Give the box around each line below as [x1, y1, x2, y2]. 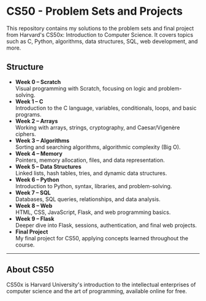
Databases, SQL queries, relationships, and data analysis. [15, 195, 161, 203]
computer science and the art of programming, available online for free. [6, 287, 187, 295]
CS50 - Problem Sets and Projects [6, 4, 183, 18]
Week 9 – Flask [15, 215, 55, 222]
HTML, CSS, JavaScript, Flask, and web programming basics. [15, 208, 171, 216]
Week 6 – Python [15, 176, 59, 183]
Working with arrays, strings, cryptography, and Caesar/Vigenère [15, 124, 180, 131]
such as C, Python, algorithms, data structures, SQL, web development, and [6, 37, 198, 45]
